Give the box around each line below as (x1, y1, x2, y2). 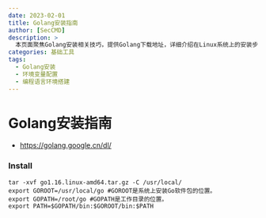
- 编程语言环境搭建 (15, 77, 70, 85)
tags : (8, 56, 26, 64)
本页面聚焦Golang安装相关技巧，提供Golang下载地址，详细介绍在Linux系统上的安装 (15, 41, 253, 49)
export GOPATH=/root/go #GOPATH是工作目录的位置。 (8, 195, 168, 203)
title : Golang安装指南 (8, 19, 78, 27)
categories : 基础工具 (8, 48, 75, 56)
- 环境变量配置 (15, 70, 59, 78)
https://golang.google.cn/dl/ (19, 141, 112, 150)
